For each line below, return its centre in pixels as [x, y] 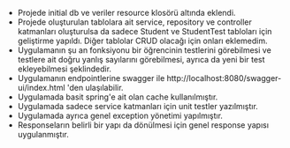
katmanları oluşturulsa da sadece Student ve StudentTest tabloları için [145, 31]
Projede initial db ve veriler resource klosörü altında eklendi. [126, 13]
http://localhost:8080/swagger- [224, 78]
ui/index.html [41, 88]
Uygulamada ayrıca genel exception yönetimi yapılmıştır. [120, 115]
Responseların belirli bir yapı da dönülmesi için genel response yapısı [143, 125]
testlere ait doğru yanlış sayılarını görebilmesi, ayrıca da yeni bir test [141, 59]
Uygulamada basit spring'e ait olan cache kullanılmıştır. [118, 97]
